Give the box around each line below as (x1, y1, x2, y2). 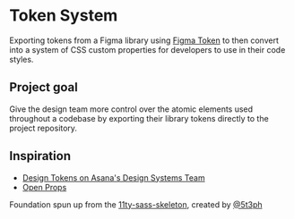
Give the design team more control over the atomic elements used (9, 104, 254, 114)
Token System (9, 5, 118, 26)
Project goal (9, 80, 78, 95)
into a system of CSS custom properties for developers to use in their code (9, 44, 286, 55)
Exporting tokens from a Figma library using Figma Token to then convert (9, 35, 280, 46)
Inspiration (9, 148, 72, 164)
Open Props (22, 181, 67, 192)
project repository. (9, 122, 78, 133)
